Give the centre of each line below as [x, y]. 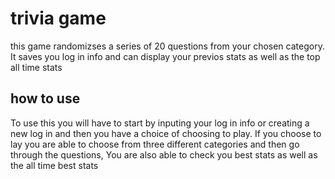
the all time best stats [54, 165]
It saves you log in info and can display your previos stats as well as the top [165, 56]
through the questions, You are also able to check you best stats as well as [164, 154]
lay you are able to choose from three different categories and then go [155, 144]
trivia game [58, 18]
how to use [45, 98]
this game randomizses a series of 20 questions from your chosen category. [167, 46]
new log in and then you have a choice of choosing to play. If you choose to [166, 133]
